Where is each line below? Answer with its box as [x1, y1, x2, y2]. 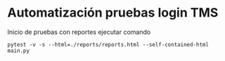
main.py [7, 47, 30, 54]
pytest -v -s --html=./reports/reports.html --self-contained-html [7, 41, 210, 48]
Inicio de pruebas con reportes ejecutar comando [7, 28, 151, 36]
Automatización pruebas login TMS [7, 5, 219, 21]
